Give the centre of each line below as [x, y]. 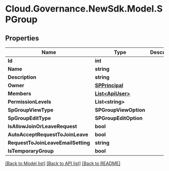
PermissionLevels [29, 102]
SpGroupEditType [29, 118]
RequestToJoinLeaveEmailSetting [49, 143]
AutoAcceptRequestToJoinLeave [48, 134]
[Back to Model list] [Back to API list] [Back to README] [63, 163]
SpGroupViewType [31, 110]
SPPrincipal [109, 85]
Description [22, 77]
